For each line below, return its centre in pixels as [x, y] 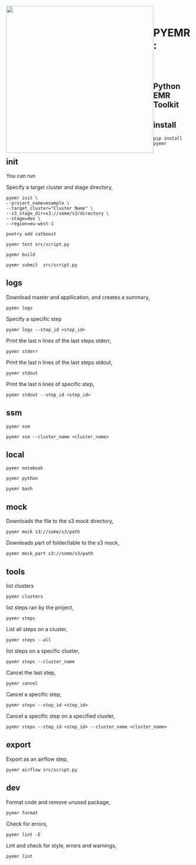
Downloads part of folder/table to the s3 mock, [63, 543]
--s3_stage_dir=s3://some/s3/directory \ [58, 213]
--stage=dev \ [24, 218]
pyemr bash [19, 489]
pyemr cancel [22, 684]
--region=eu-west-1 [30, 224]
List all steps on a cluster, [37, 629]
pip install [168, 138]
